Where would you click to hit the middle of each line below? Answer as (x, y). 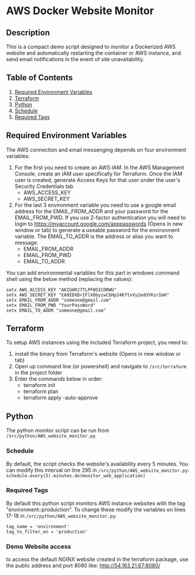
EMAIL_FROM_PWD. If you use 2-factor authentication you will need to (100, 217)
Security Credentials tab (44, 186)
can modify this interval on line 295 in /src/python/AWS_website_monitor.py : (98, 470)
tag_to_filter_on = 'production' (47, 531)
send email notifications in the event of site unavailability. (75, 59)
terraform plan (41, 391)
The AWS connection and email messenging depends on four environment (96, 150)
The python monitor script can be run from (58, 431)
